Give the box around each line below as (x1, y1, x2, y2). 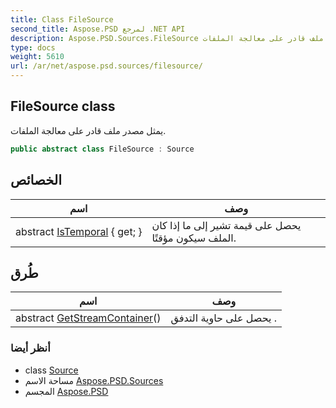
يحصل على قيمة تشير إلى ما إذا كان (151, 218, 302, 232)
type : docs (10, 42, 56, 53)
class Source (24, 364, 79, 376)
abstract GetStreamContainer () (15, 311, 162, 325)
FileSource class (10, 98, 116, 115)
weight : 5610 (10, 52, 65, 62)
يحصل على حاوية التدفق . (170, 311, 278, 325)
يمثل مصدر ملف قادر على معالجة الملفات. (10, 124, 167, 136)
